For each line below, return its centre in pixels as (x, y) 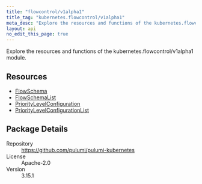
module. (17, 58)
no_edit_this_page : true (37, 34)
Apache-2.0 (36, 162)
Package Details (37, 129)
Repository (20, 143)
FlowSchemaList (35, 97)
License (16, 156)
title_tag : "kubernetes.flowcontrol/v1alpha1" (66, 17)
